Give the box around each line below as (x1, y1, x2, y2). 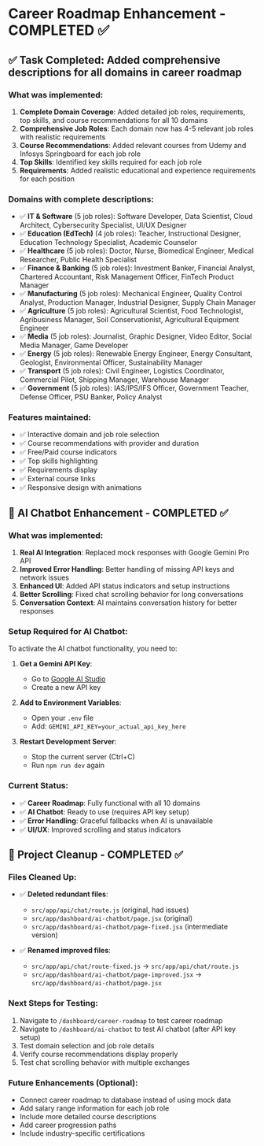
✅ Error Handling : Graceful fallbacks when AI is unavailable (19, 816, 214, 825)
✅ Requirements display (19, 465, 98, 475)
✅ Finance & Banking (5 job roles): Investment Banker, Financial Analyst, (19, 263, 255, 273)
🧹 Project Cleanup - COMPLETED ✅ (8, 848, 183, 862)
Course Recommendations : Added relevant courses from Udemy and (19, 140, 247, 150)
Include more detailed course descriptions (19, 1112, 157, 1122)
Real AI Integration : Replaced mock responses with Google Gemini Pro (19, 548, 250, 558)
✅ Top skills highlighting (19, 456, 98, 465)
